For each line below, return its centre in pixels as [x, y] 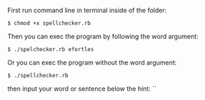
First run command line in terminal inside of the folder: [87, 10]
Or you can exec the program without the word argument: [92, 62]
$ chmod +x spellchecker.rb [49, 23]
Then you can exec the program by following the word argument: [103, 36]
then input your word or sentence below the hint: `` [82, 89]
